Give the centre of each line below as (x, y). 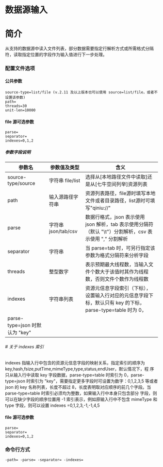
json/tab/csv (63, 232)
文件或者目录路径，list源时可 (118, 201)
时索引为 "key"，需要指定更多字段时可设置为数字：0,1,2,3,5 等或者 (92, 381)
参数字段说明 (18, 152)
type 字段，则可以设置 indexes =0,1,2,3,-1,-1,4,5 (53, 405)
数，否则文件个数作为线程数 (117, 279)
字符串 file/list (65, 180)
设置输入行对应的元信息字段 (117, 296)
